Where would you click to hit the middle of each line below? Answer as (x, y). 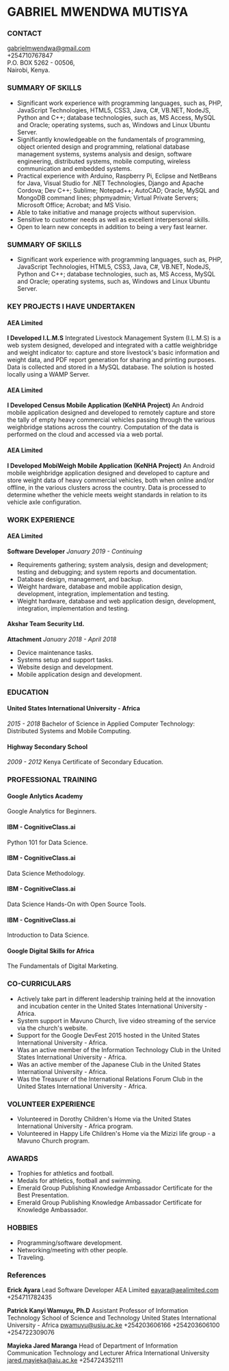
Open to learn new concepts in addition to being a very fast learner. (112, 226)
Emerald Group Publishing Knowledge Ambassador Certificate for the (115, 1188)
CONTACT (25, 34)
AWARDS (23, 1158)
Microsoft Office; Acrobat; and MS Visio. (74, 205)
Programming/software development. (70, 1243)
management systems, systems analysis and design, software (104, 154)
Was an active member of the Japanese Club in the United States (109, 1064)
